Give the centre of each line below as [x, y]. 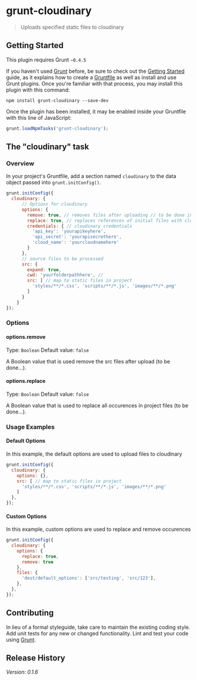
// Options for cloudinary [55, 204]
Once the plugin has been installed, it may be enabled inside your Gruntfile [96, 111]
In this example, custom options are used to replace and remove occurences [98, 529]
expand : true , [44, 270]
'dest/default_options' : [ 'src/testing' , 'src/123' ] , [89, 578]
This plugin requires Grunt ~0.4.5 [46, 59]
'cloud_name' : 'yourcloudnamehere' [75, 243]
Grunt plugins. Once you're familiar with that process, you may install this [94, 83]
